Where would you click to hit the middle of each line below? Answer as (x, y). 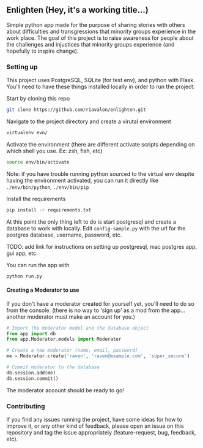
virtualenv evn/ (27, 132)
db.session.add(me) (31, 373)
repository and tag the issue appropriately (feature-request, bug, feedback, (101, 432)
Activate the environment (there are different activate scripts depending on (101, 144)
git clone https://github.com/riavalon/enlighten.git (76, 110)
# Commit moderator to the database (53, 367)
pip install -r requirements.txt (49, 210)
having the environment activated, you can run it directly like (83, 180)
